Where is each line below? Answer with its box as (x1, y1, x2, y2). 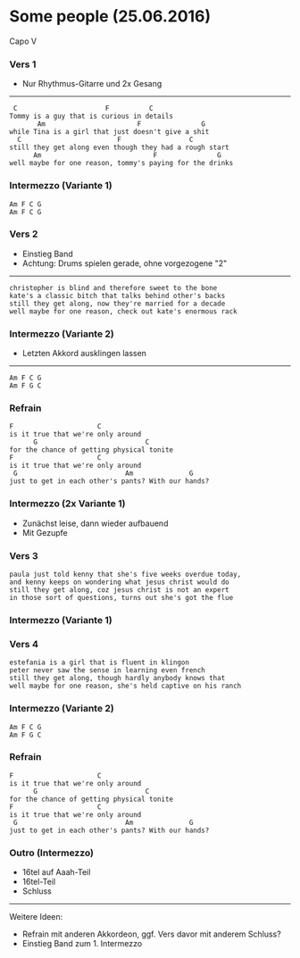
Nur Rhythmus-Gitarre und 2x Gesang (21, 79, 162, 89)
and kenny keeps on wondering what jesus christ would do (9, 578, 229, 587)
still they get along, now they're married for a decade (9, 299, 226, 308)
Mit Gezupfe (21, 527, 69, 537)
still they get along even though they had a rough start (9, 143, 229, 153)
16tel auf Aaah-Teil (21, 867, 91, 878)
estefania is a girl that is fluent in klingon (9, 658, 190, 667)
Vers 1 (9, 58, 37, 71)
